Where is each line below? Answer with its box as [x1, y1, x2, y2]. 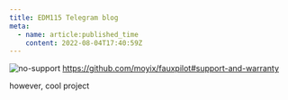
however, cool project [9, 80, 90, 91]
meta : [9, 22, 30, 31]
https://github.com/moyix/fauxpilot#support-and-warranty [62, 63, 280, 74]
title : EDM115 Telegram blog [9, 13, 119, 23]
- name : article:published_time [17, 30, 139, 39]
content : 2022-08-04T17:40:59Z [25, 38, 143, 48]
